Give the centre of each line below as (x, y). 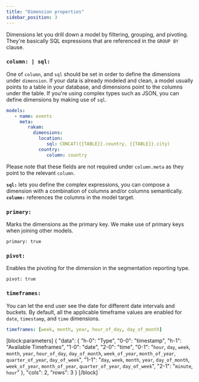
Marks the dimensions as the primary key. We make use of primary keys (95, 224)
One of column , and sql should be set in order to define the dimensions (94, 74)
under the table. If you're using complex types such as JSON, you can (93, 93)
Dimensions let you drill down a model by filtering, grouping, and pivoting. (97, 34)
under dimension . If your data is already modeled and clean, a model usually (100, 80)
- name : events (33, 116)
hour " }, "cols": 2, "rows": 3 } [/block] (52, 372)
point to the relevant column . (40, 173)
